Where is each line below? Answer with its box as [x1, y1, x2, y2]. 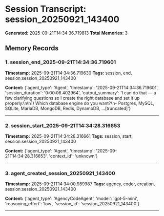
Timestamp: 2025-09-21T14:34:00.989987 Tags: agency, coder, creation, [5, 181, 155, 187]
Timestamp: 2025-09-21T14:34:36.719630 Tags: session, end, [5, 70, 132, 76]
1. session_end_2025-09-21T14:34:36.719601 [5, 59, 116, 65]
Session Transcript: [5, 3, 86, 15]
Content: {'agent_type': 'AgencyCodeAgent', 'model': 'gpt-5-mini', [5, 195, 138, 201]
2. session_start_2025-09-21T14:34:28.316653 [5, 122, 121, 129]
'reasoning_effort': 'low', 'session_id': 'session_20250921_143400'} [5, 201, 140, 207]
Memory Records [5, 44, 59, 52]
